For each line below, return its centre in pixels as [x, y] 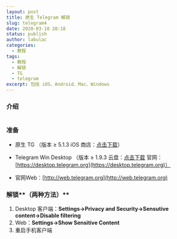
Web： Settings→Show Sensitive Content [67, 222]
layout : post [23, 12]
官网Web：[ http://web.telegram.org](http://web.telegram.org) [91, 177]
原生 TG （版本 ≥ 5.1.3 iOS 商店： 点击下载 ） [69, 144]
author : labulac [26, 40]
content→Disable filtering [48, 215]
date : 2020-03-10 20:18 [36, 29]
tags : [13, 56]
